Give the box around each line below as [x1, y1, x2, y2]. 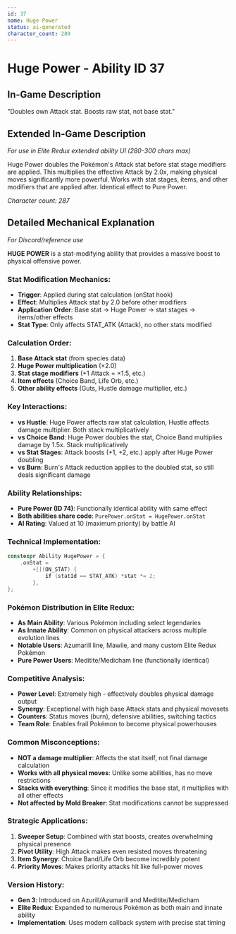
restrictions [17, 776, 51, 784]
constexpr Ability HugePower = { [7, 552, 106, 560]
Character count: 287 [7, 196, 70, 205]
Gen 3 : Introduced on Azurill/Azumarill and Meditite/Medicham [17, 896, 199, 904]
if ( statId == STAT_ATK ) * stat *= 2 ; [44, 572, 156, 579]
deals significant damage [17, 471, 91, 479]
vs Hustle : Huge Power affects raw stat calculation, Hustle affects [17, 418, 209, 426]
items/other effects [17, 313, 73, 321]
